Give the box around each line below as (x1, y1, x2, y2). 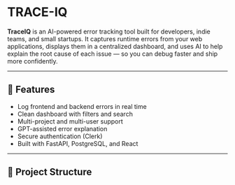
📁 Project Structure (7, 166, 92, 178)
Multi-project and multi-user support (17, 117, 124, 126)
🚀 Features (7, 84, 55, 96)
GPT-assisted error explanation (17, 124, 108, 133)
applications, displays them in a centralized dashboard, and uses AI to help (7, 42, 223, 50)
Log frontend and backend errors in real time (17, 102, 147, 110)
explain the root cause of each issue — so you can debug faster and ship (7, 50, 218, 58)
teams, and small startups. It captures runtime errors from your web (7, 34, 203, 43)
